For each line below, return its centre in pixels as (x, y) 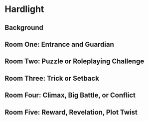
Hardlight (24, 9)
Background (24, 28)
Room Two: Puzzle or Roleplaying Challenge (74, 61)
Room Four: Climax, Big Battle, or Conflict (70, 95)
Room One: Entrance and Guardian (59, 44)
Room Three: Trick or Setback (52, 78)
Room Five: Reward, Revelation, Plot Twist (71, 112)
